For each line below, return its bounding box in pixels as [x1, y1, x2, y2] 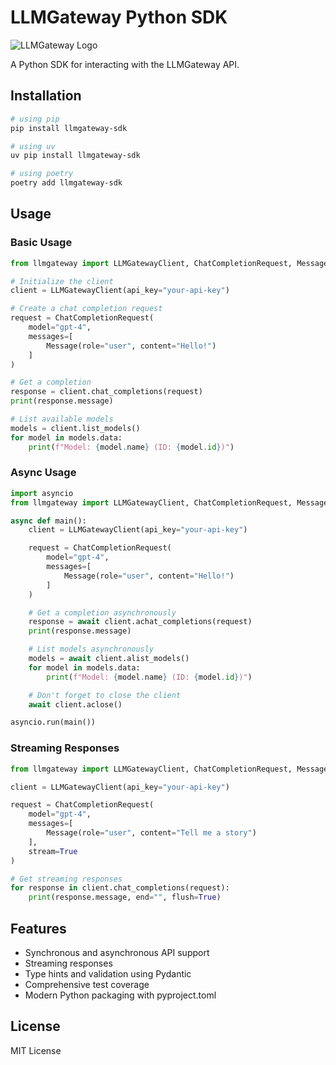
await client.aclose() [28, 699, 123, 710]
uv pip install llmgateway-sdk [10, 151, 141, 161]
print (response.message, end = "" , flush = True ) [28, 892, 222, 903]
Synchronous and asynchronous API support [24, 946, 210, 958]
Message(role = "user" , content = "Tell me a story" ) [46, 828, 257, 838]
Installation [10, 87, 82, 105]
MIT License [10, 1044, 62, 1056]
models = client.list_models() [10, 423, 141, 433]
